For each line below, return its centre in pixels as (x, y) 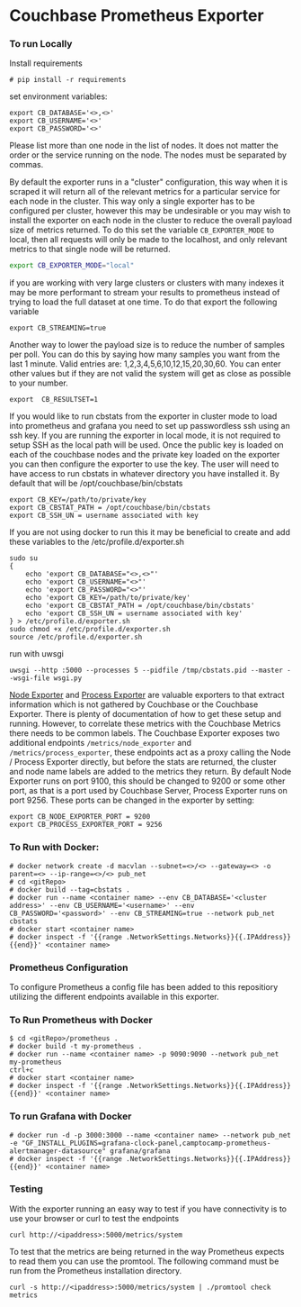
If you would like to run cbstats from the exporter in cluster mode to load (143, 416)
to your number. (39, 383)
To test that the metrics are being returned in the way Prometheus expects (147, 1251)
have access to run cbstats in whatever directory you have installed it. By (145, 474)
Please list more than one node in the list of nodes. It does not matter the (144, 146)
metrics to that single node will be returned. (90, 250)
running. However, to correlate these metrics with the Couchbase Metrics (145, 724)
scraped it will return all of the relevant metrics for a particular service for (145, 192)
